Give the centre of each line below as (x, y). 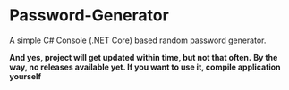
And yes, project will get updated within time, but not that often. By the (144, 57)
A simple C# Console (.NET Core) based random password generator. (138, 40)
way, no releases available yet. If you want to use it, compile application (145, 67)
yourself (25, 76)
